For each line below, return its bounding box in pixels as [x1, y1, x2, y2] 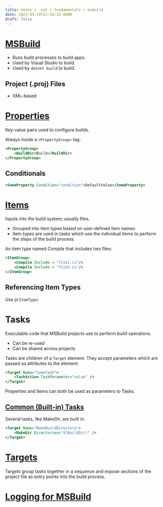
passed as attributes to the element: [5, 360, 79, 366]
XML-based [12, 93, 37, 99]
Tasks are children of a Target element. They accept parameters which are [5, 355, 158, 361]
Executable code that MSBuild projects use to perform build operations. [5, 330, 152, 336]
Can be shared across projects [12, 345, 76, 351]
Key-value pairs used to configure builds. [5, 127, 89, 133]
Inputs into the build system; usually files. [5, 216, 90, 222]
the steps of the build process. [12, 236, 76, 242]
